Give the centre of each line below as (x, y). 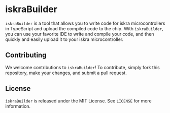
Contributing (26, 55)
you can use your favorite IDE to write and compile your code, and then (80, 34)
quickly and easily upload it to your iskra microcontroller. (64, 39)
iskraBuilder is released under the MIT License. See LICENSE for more (79, 101)
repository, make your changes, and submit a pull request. (66, 73)
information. (18, 106)
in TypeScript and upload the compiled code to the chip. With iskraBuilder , (84, 28)
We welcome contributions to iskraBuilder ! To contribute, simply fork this (82, 67)
